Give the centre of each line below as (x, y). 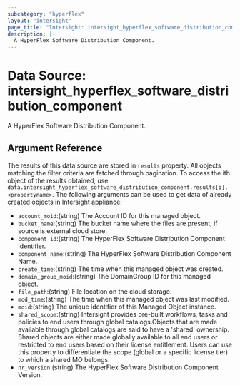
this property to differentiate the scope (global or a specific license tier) (123, 352)
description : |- (31, 34)
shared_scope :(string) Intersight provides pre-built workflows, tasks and (123, 314)
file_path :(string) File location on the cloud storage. (95, 291)
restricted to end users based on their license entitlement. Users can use (125, 344)
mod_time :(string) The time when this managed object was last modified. (124, 299)
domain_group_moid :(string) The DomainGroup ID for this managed (114, 276)
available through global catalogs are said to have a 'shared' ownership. (124, 329)
